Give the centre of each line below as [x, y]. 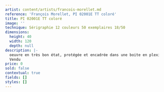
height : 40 [20, 37]
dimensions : [17, 32]
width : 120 [20, 41]
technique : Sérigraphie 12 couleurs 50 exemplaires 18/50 [65, 28]
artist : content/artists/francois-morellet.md [53, 9]
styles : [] [16, 82]
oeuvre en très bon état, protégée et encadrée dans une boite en [78, 55]
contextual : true [23, 73]
